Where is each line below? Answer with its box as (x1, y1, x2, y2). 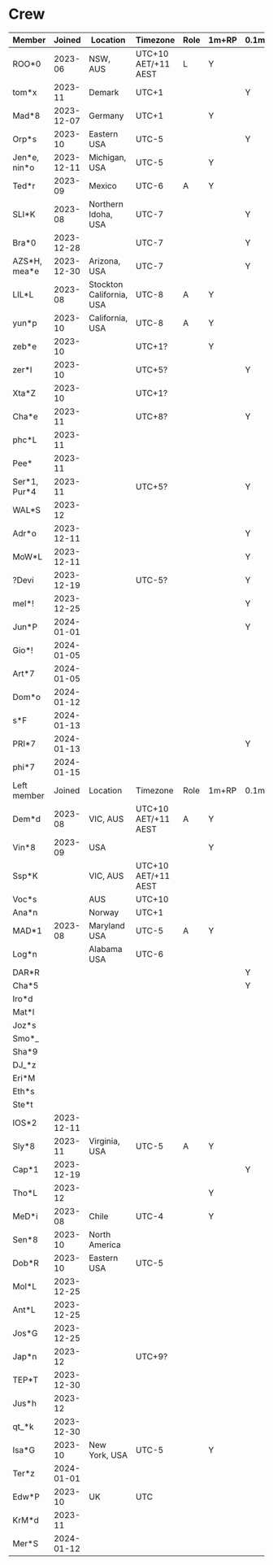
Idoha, (89, 208, 113, 220)
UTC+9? (135, 1350, 168, 1362)
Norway (89, 906, 119, 918)
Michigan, (89, 151, 127, 163)
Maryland (89, 919, 126, 931)
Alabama (89, 943, 123, 954)
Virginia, (89, 1135, 120, 1146)
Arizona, (89, 255, 121, 267)
